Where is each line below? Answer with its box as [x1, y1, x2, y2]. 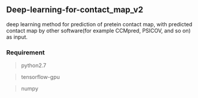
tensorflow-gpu [20, 73, 60, 81]
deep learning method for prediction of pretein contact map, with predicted [6, 20, 193, 27]
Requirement [6, 48, 45, 56]
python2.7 [20, 62, 46, 69]
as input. [6, 33, 28, 41]
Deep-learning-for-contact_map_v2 [6, 5, 143, 15]
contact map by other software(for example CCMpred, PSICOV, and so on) [6, 27, 191, 34]
